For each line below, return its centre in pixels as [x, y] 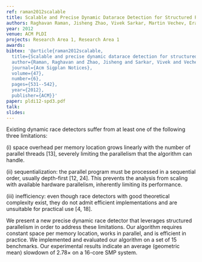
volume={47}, [28, 73]
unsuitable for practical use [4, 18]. [49, 209]
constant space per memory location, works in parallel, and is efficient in [96, 233]
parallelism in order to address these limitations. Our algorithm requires [94, 227]
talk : [13, 107]
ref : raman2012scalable [36, 12]
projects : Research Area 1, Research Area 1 [63, 40]
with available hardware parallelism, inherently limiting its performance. [94, 184]
